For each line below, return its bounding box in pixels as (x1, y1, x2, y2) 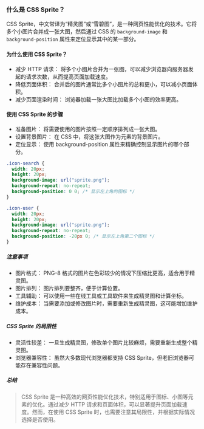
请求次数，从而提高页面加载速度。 (25, 73, 111, 80)
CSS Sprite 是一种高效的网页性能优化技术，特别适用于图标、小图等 (21, 393, 188, 400)
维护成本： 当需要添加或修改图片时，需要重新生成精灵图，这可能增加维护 (15, 300, 198, 307)
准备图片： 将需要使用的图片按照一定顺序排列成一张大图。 (15, 125, 161, 132)
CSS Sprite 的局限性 (6, 322, 57, 329)
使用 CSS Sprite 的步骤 (6, 111, 64, 118)
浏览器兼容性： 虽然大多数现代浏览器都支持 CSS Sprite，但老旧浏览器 (15, 354, 189, 361)
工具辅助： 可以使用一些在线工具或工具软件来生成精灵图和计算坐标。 (15, 292, 187, 299)
